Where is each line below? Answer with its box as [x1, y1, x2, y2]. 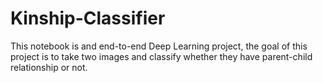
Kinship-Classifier [10, 7, 166, 30]
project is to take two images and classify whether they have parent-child [10, 50, 313, 62]
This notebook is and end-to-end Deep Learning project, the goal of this [10, 40, 308, 52]
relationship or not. [10, 61, 88, 73]
